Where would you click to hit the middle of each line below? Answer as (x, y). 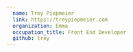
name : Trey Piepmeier (44, 13)
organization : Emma (40, 26)
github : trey (31, 38)
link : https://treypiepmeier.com (60, 20)
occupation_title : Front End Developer (70, 32)
